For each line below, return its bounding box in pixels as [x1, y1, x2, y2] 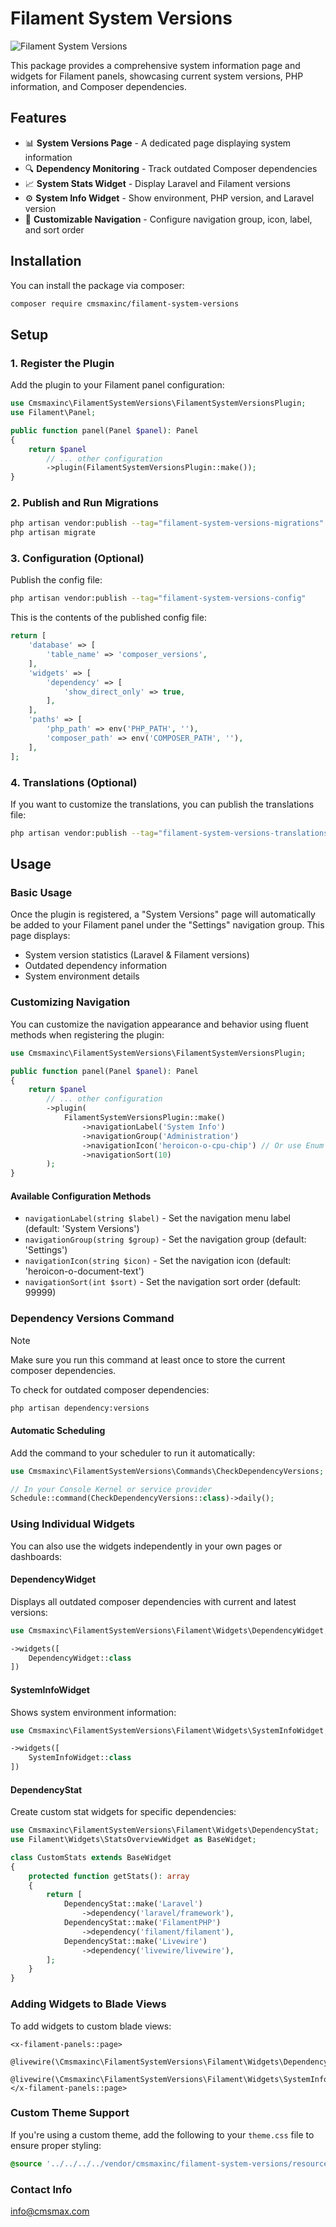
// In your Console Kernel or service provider [10, 1484, 213, 1494]
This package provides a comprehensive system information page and [10, 59, 301, 71]
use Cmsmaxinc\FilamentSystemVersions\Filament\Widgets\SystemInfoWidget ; [10, 1725, 329, 1736]
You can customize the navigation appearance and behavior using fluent [10, 1018, 309, 1030]
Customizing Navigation [10, 995, 131, 1009]
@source [10, 2158, 43, 2169]
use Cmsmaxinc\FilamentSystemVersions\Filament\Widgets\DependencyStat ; [10, 1825, 320, 1836]
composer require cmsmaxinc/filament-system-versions [10, 298, 240, 309]
